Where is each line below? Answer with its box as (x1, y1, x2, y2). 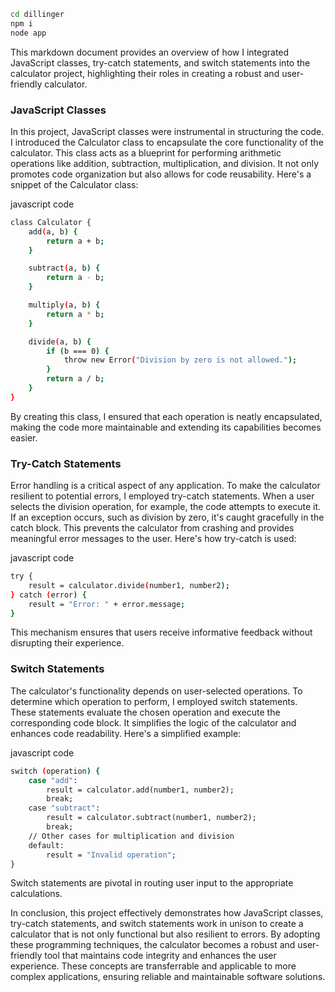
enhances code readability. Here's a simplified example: (10, 727, 242, 739)
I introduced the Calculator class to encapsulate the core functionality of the (10, 136, 324, 148)
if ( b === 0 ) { (46, 346, 110, 356)
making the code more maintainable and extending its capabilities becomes (10, 421, 322, 433)
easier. (10, 431, 38, 444)
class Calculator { (10, 217, 92, 227)
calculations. (10, 888, 63, 900)
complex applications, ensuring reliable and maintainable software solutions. (10, 971, 326, 983)
